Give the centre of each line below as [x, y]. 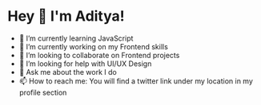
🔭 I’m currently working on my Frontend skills [94, 46]
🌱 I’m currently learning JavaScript [76, 38]
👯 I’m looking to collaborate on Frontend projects [99, 55]
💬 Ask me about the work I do [68, 72]
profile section [43, 92]
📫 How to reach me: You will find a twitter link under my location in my [136, 81]
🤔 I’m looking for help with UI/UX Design [85, 64]
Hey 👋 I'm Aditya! [66, 16]
